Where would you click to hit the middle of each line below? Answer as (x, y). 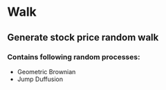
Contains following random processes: (74, 57)
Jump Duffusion (40, 79)
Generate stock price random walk (83, 37)
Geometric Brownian (46, 71)
